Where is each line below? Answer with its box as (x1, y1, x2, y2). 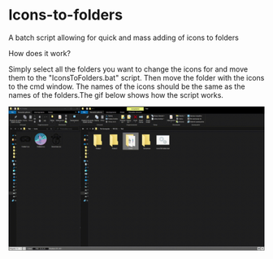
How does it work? (8, 48, 71, 58)
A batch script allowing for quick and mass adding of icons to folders (8, 33, 240, 42)
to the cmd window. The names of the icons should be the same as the (8, 81, 245, 91)
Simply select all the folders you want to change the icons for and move (8, 64, 249, 74)
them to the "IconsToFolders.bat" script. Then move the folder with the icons (8, 72, 265, 82)
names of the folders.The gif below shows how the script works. (8, 90, 223, 99)
